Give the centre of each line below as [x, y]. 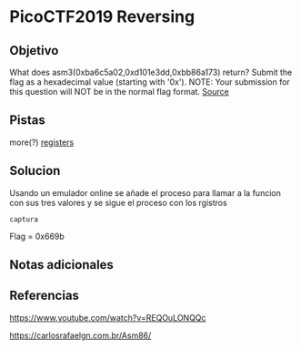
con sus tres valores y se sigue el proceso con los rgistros [118, 202]
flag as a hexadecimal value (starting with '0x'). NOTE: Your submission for [150, 82]
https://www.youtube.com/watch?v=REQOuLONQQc [108, 317]
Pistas [27, 120]
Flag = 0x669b [37, 236]
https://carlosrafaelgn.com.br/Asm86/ [80, 335]
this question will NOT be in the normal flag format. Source [119, 92]
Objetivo [34, 51]
